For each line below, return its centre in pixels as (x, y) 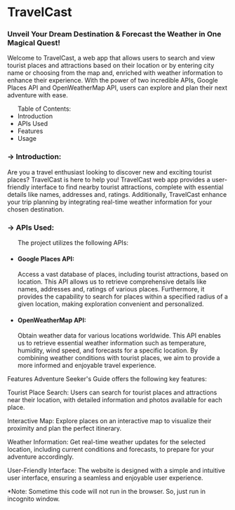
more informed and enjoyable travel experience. (87, 366)
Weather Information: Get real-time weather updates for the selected (106, 442)
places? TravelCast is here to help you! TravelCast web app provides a (109, 179)
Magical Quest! (34, 43)
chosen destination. (36, 209)
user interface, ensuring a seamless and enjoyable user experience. (105, 478)
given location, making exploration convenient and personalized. (111, 304)
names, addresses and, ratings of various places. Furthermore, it (111, 289)
